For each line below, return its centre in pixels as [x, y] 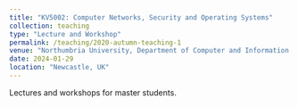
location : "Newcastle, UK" [59, 68]
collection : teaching [50, 26]
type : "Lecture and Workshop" [66, 34]
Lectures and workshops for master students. [93, 92]
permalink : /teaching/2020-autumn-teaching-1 [95, 42]
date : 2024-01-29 [41, 59]
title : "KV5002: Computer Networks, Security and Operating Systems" [141, 17]
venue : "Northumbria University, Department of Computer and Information [149, 51]
